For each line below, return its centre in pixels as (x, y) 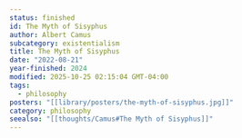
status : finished (42, 18)
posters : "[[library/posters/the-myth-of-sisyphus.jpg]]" (121, 102)
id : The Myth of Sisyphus (58, 26)
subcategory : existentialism (65, 43)
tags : (20, 85)
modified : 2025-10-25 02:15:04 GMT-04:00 (89, 77)
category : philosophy (50, 111)
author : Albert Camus (50, 34)
